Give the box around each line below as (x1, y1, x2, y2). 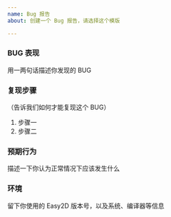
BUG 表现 (7, 48, 40, 58)
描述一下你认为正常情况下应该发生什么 (7, 164, 120, 173)
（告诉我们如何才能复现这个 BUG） (7, 103, 110, 111)
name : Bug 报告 (7, 10, 51, 18)
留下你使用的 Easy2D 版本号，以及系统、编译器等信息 (7, 201, 165, 210)
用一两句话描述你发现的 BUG (7, 66, 91, 74)
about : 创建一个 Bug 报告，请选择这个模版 (7, 17, 120, 24)
